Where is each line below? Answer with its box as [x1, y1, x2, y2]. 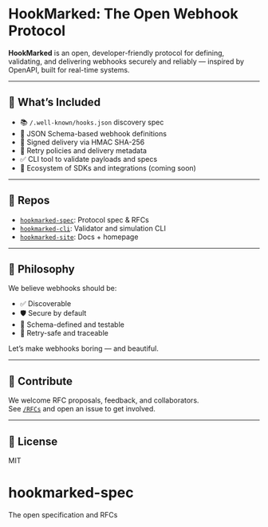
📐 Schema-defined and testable [19, 320, 125, 329]
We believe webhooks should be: [8, 284, 117, 293]
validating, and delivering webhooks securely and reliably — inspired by [8, 57, 245, 66]
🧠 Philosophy [8, 262, 75, 276]
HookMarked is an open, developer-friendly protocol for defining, [8, 48, 225, 57]
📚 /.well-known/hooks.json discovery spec [19, 117, 164, 127]
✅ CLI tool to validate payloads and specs [19, 154, 158, 163]
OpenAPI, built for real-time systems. [8, 65, 130, 74]
